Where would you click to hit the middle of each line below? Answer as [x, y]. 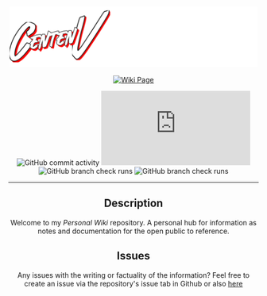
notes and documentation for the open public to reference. [133, 231]
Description [133, 204]
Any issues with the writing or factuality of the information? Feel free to [133, 275]
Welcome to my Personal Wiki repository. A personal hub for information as [133, 222]
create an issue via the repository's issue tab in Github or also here [133, 283]
